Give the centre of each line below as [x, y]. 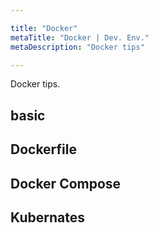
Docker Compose [66, 183]
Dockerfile [44, 149]
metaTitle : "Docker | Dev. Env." [80, 37]
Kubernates [47, 217]
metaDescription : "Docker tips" [77, 47]
